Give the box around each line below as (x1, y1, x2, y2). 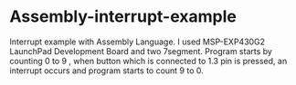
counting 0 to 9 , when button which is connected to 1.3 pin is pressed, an (9, 55, 288, 66)
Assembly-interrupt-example (9, 6, 238, 27)
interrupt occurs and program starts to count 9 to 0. (9, 65, 204, 76)
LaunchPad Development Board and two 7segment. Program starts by (9, 45, 272, 56)
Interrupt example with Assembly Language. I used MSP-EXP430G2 (9, 36, 266, 47)
